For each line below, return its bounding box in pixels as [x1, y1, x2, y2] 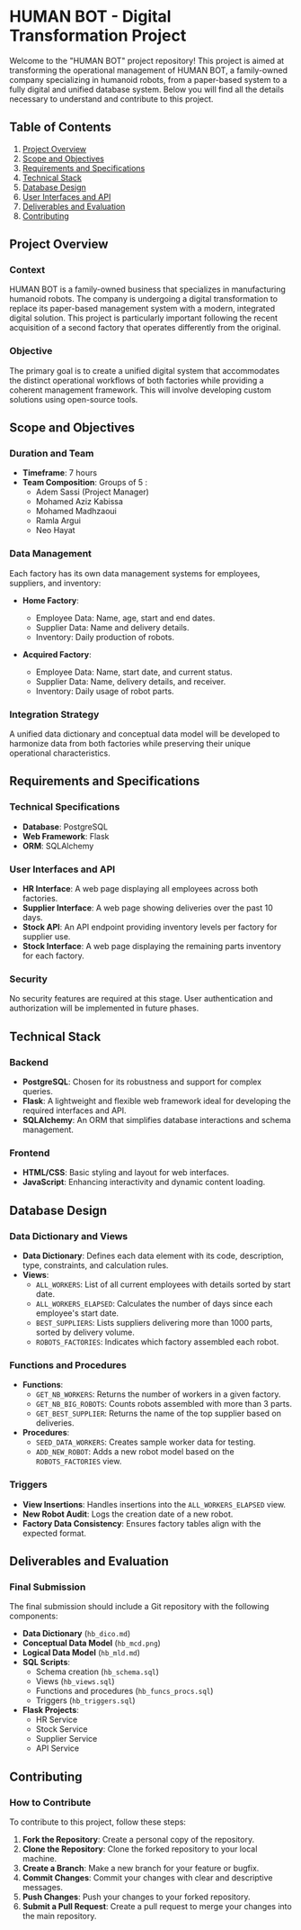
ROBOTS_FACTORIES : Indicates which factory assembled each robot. [35, 1336, 279, 1347]
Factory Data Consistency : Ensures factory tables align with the [22, 1518, 261, 1528]
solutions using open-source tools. [9, 394, 138, 404]
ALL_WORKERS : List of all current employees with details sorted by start [35, 1279, 291, 1290]
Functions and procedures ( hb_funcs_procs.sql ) [35, 1686, 214, 1697]
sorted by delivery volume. [35, 1327, 135, 1337]
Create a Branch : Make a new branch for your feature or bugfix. [22, 1862, 260, 1873]
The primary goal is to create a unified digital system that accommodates [9, 365, 280, 376]
